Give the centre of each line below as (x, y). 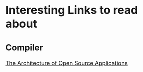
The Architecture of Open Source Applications (66, 63)
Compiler (24, 48)
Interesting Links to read (72, 10)
